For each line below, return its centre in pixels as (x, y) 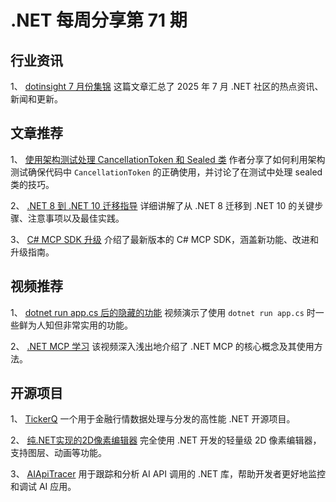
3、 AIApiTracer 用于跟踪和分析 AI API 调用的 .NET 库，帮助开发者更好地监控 (168, 474)
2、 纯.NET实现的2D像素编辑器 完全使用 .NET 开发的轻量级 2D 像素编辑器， (166, 440)
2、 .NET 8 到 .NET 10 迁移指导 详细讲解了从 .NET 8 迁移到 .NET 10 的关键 (162, 205)
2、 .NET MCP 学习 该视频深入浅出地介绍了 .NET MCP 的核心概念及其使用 (162, 346)
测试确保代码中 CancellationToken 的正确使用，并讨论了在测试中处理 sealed (166, 172)
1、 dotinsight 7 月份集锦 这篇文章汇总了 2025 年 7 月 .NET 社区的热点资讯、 (167, 86)
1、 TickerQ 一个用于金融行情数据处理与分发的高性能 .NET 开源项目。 (153, 419)
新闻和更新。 (36, 99)
